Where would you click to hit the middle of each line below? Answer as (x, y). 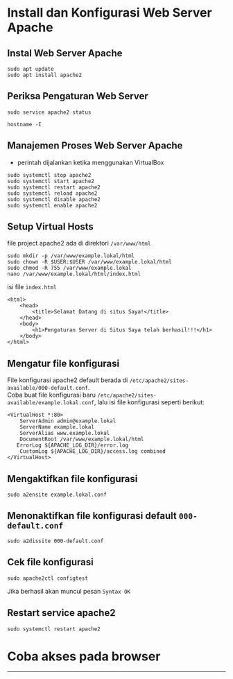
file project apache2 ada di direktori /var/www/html (79, 243)
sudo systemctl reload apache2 (52, 193)
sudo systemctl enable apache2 (52, 205)
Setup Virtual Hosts (50, 227)
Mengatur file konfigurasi (63, 363)
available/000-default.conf (48, 388)
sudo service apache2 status (49, 112)
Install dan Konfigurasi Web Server (110, 13)
